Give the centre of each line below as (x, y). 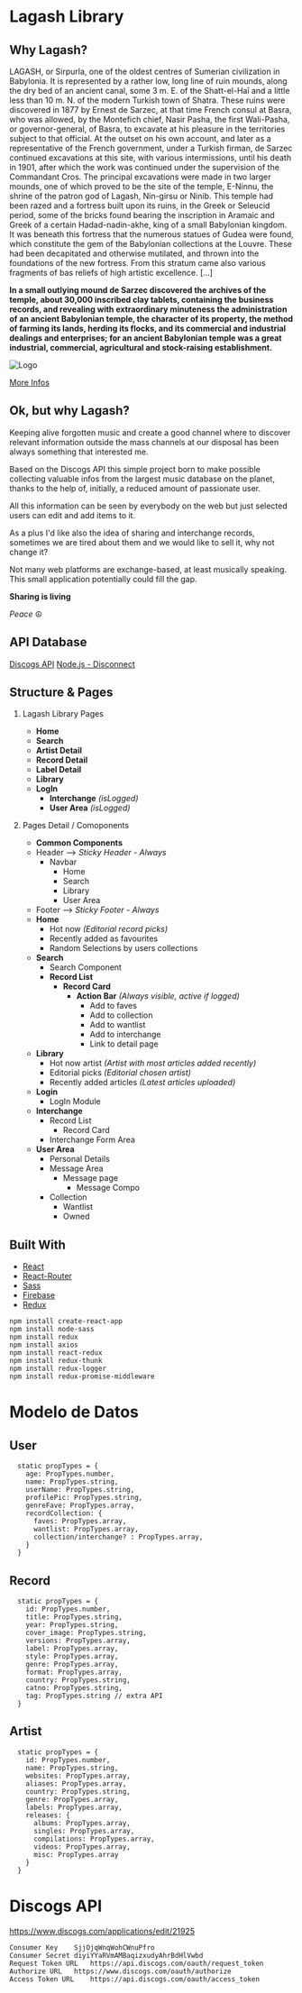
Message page (91, 1178)
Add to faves (114, 1006)
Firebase (39, 1295)
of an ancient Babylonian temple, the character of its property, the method (151, 319)
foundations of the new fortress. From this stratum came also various (137, 263)
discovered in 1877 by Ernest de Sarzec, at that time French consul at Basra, (151, 110)
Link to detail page (124, 1044)
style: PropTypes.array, (72, 1657)
